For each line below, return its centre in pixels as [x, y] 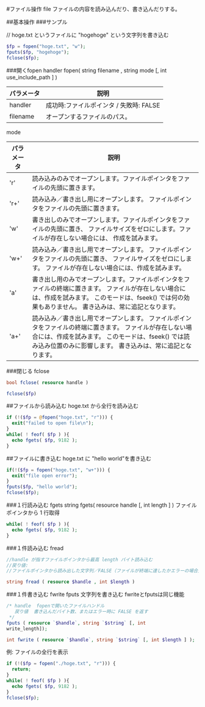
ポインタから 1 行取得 [33, 513]
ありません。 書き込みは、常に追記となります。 [112, 306]
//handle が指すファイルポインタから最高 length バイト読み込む [80, 560]
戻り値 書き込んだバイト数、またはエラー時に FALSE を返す [81, 612]
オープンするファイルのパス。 [88, 117]
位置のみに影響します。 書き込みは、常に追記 [115, 346]
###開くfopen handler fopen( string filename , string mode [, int [87, 70]
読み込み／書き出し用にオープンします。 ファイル [103, 199]
